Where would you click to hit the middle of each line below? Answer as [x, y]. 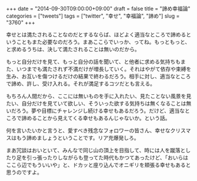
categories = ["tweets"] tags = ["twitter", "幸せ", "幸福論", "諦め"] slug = [93, 16]
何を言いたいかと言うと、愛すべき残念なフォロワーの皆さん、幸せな [88, 130]
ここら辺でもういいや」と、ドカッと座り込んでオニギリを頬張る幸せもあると [98, 165]
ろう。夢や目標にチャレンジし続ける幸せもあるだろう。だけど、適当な [101, 111]
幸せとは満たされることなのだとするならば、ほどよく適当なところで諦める [96, 35]
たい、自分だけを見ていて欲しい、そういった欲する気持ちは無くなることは [96, 103]
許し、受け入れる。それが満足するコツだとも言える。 [91, 83]
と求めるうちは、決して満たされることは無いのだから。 [73, 49]
